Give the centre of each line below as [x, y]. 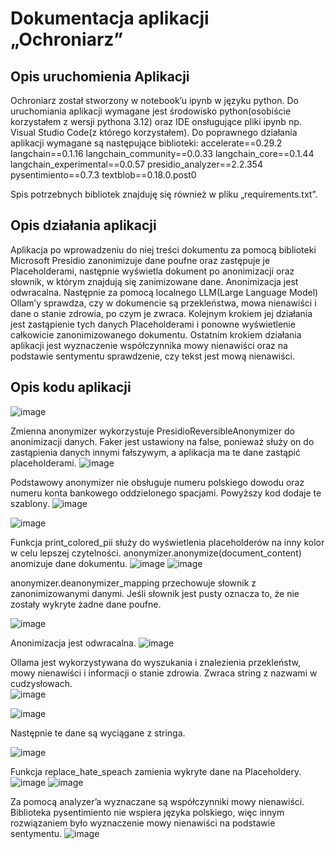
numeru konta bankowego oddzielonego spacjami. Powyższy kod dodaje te [166, 493]
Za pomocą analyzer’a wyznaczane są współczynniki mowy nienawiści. [157, 801]
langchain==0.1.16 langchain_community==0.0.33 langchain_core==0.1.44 [162, 153]
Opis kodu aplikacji [71, 387]
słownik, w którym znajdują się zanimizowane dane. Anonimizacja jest [154, 281]
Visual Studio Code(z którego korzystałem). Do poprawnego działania [154, 132]
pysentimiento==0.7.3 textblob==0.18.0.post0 [103, 175]
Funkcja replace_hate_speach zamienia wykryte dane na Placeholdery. [156, 771]
